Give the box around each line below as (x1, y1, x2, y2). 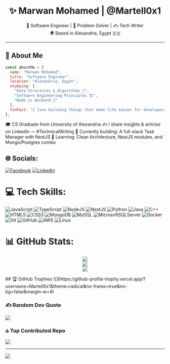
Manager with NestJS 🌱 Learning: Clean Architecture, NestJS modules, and (5, 134, 163, 140)
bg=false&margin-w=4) (5, 289, 54, 295)
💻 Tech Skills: (5, 186, 66, 197)
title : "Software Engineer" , (10, 74, 71, 79)
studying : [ (10, 84, 35, 89)
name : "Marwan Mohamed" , (10, 69, 62, 74)
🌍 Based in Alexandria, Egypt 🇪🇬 (50, 30, 120, 36)
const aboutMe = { (5, 65, 44, 70)
